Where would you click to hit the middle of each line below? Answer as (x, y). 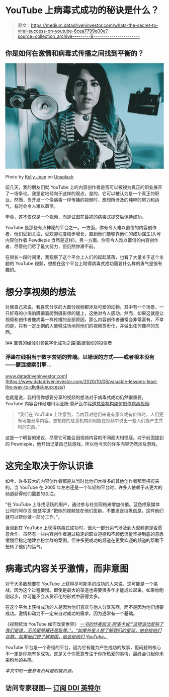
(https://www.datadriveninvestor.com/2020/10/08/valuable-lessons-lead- (81, 382)
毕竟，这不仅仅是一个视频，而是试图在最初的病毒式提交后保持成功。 (76, 217)
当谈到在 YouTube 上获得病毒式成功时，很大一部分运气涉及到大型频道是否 (82, 528)
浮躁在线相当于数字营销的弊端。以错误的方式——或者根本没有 (80, 357)
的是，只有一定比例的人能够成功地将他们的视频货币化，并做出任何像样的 (80, 326)
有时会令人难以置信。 (36, 206)
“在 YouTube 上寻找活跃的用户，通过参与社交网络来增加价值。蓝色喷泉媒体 (82, 504)
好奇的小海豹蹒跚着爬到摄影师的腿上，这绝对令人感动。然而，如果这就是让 (87, 313)
